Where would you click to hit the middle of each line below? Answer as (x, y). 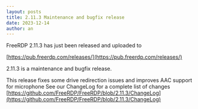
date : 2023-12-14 (28, 23)
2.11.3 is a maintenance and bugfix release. (59, 69)
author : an (20, 28)
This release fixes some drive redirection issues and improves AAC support (99, 80)
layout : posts (24, 12)
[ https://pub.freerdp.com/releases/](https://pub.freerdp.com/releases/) (94, 57)
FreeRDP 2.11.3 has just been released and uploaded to (74, 46)
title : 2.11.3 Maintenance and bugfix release (65, 17)
